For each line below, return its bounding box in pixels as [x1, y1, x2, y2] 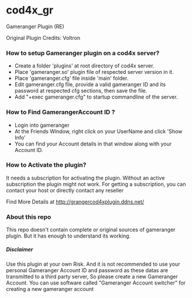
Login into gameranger [14, 121, 70, 128]
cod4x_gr [6, 4, 54, 17]
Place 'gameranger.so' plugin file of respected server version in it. [14, 69, 174, 76]
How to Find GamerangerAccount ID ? [6, 108, 115, 116]
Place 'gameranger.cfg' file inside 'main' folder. [14, 74, 129, 82]
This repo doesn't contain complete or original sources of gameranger [6, 226, 176, 233]
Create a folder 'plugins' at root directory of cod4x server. [14, 62, 155, 69]
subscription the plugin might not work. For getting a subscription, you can [6, 180, 186, 188]
